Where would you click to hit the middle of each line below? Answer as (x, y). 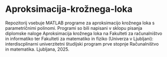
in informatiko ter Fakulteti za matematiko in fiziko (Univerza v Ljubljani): (79, 39)
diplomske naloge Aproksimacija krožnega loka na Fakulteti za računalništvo (84, 33)
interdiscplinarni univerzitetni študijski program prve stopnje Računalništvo (82, 44)
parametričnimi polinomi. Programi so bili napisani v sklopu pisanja (74, 28)
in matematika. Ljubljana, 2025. (37, 49)
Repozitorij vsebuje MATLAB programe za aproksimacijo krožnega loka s (80, 23)
